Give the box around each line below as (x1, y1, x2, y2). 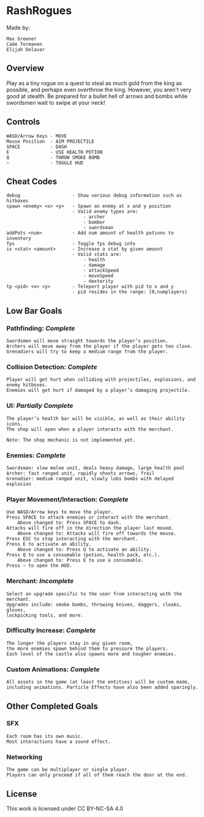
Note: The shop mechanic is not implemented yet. (6, 437, 136, 443)
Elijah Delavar (6, 47, 45, 53)
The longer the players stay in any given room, (6, 640, 133, 646)
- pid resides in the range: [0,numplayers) (72, 289, 188, 295)
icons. (6, 421, 23, 427)
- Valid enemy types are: (72, 209, 138, 215)
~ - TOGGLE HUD (6, 160, 84, 166)
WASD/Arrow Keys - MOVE (6, 133, 67, 139)
